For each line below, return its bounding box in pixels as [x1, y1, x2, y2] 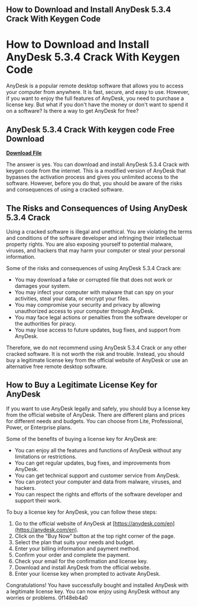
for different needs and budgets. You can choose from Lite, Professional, [6, 417, 183, 424]
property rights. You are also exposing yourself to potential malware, [6, 241, 173, 248]
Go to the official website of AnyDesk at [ [14, 520, 115, 527]
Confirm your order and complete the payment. [14, 551, 130, 558]
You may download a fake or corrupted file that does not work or [14, 276, 173, 283]
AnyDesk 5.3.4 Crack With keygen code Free [6, 124, 175, 135]
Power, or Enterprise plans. [6, 424, 72, 431]
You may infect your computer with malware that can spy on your [14, 288, 174, 296]
